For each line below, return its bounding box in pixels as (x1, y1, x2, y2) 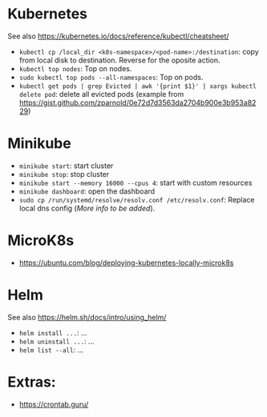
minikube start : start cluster (18, 161, 114, 170)
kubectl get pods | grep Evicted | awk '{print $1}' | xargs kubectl (18, 82, 257, 90)
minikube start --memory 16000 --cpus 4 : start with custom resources (18, 178, 253, 187)
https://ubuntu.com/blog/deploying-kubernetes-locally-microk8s (18, 258, 234, 267)
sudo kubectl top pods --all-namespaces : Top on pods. (18, 72, 204, 82)
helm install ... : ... (18, 327, 87, 337)
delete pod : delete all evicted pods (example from (18, 89, 184, 98)
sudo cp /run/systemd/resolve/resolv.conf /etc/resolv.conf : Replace (18, 194, 255, 204)
